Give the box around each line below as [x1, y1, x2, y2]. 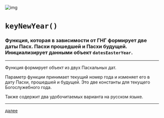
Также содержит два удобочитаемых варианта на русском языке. [5, 94, 143, 100]
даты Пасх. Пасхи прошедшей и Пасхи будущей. [5, 43, 127, 50]
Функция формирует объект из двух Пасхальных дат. [5, 65, 117, 70]
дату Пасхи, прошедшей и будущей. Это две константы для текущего [5, 79, 150, 85]
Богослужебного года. [5, 84, 52, 90]
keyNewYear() [5, 22, 58, 31]
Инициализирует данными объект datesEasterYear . [5, 49, 133, 56]
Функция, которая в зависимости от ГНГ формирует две [5, 37, 147, 44]
